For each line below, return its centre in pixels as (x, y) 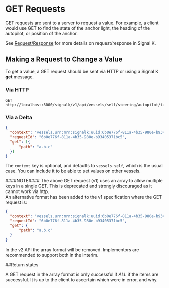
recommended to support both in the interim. (52, 255)
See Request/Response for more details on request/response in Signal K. (81, 43)
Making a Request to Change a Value (64, 59)
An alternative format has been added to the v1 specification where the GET (84, 197)
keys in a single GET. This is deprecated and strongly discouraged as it (79, 186)
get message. (20, 77)
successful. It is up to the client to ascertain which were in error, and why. (82, 280)
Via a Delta (19, 117)
